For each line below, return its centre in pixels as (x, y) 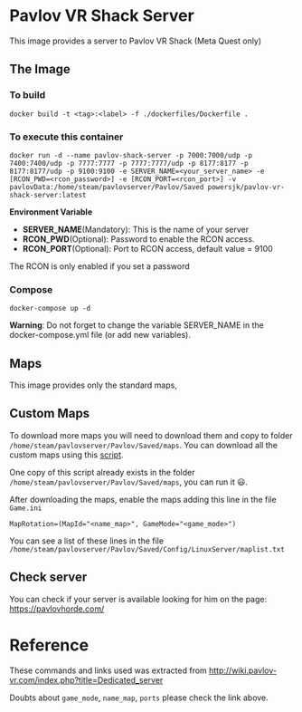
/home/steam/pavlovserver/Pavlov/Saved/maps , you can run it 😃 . (129, 482)
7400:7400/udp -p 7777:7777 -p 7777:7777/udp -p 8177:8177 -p (129, 163)
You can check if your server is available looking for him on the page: (138, 599)
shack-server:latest (48, 195)
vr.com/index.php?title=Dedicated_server (86, 679)
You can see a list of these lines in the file (87, 541)
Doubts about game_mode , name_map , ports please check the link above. (139, 698)
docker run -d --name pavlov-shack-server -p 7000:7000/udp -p (131, 155)
